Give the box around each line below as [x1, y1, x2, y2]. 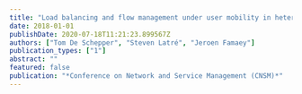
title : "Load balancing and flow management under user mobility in [9, 13, 271, 22]
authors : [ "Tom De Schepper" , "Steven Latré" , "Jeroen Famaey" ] [9, 38, 255, 47]
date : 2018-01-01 [9, 21, 75, 30]
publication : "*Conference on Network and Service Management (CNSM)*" [9, 72, 283, 81]
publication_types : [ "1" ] [9, 47, 106, 56]
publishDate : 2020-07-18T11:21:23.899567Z [9, 30, 171, 38]
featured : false [9, 64, 70, 73]
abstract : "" [9, 55, 58, 64]
